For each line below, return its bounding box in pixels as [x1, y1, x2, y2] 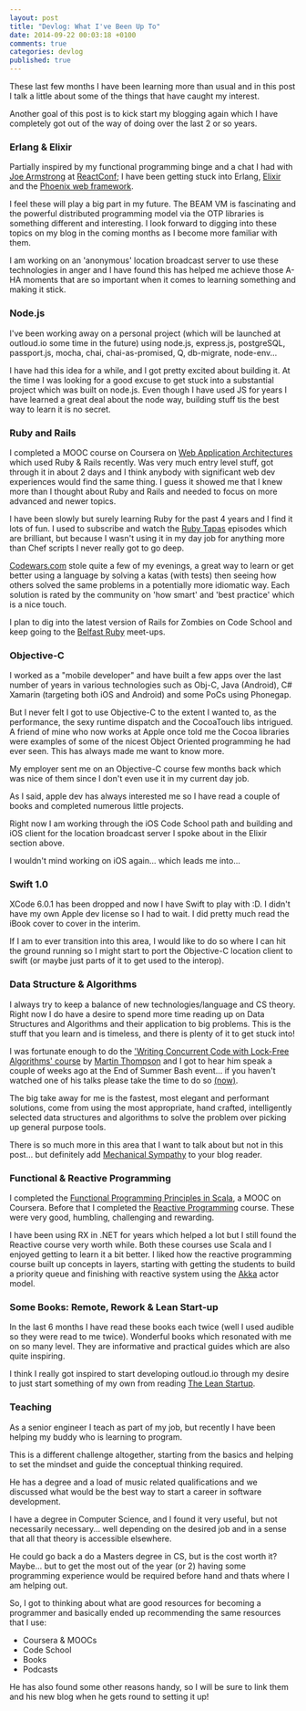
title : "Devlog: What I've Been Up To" [9, 22, 161, 31]
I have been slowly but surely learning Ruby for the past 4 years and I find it [9, 513, 293, 524]
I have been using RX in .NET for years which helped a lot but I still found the [9, 1230, 297, 1241]
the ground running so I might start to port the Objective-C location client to [9, 946, 293, 957]
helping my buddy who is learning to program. [9, 1431, 183, 1443]
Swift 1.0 [9, 878, 48, 891]
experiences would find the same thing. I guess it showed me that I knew [9, 476, 283, 487]
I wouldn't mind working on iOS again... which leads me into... [9, 855, 241, 866]
